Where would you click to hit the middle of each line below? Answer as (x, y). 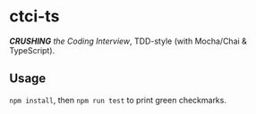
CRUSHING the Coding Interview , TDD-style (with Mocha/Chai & (128, 41)
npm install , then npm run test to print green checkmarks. (118, 100)
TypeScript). (32, 50)
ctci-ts (34, 16)
